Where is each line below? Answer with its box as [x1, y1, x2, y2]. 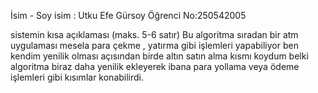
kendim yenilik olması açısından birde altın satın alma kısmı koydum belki [10, 50, 309, 62]
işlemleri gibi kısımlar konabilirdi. [10, 71, 145, 83]
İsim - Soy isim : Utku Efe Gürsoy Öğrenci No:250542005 [10, 10, 247, 21]
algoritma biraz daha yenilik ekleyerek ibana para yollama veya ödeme [10, 61, 300, 72]
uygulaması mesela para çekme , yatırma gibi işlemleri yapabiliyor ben [10, 40, 299, 51]
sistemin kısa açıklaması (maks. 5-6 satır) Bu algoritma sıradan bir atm [10, 29, 299, 40]
